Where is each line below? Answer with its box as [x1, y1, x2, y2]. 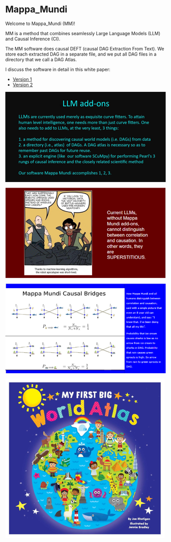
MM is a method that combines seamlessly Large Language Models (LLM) [5, 30, 161, 36]
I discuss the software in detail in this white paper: [5, 66, 110, 72]
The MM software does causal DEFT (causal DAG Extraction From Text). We [5, 45, 164, 51]
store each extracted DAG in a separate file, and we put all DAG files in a [5, 51, 157, 57]
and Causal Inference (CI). [5, 36, 61, 42]
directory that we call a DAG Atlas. [5, 56, 77, 62]
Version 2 [12, 82, 33, 88]
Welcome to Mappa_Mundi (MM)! [5, 20, 75, 27]
